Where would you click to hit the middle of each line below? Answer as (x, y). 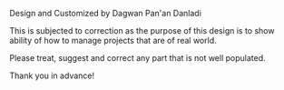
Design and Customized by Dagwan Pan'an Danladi (106, 13)
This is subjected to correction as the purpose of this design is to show (142, 30)
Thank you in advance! (52, 75)
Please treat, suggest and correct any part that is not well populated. (137, 58)
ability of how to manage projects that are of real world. (113, 40)
